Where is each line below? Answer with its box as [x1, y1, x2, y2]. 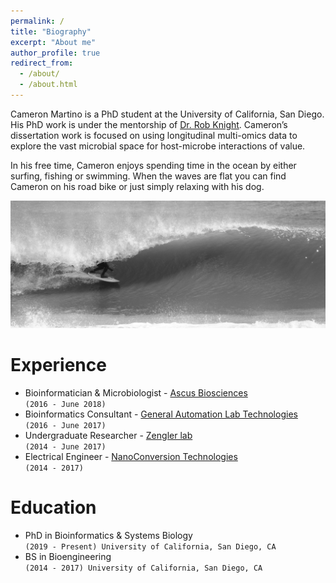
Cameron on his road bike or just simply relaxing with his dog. [10, 180, 265, 192]
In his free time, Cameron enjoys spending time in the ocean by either [10, 159, 297, 171]
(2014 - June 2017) [24, 442, 107, 452]
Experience [10, 354, 107, 377]
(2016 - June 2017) [24, 421, 107, 431]
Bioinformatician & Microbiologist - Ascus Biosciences [24, 387, 248, 399]
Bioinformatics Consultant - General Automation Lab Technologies [24, 408, 298, 420]
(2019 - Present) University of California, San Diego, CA [24, 542, 277, 552]
